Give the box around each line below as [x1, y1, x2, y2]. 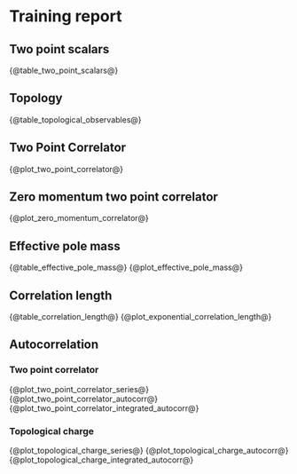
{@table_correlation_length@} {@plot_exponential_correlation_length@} [9, 312, 272, 322]
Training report [9, 6, 122, 27]
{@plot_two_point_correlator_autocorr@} [9, 393, 159, 404]
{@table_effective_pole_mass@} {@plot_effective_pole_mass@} [9, 262, 244, 273]
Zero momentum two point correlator [9, 189, 219, 205]
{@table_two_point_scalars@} [9, 65, 119, 75]
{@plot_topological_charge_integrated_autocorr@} [9, 454, 194, 465]
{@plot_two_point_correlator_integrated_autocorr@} [9, 402, 199, 414]
